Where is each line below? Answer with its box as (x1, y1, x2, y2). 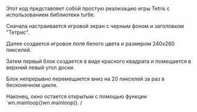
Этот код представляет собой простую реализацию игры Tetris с (6, 5, 170, 12)
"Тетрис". (6, 29, 30, 36)
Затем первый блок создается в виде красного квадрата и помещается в (6, 58, 192, 65)
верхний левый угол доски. (6, 64, 75, 71)
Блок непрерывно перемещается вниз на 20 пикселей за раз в (6, 76, 165, 82)
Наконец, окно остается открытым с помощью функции (6, 93, 147, 100)
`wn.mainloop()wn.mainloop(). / (6, 99, 82, 106)
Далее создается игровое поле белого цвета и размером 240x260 (6, 40, 175, 47)
